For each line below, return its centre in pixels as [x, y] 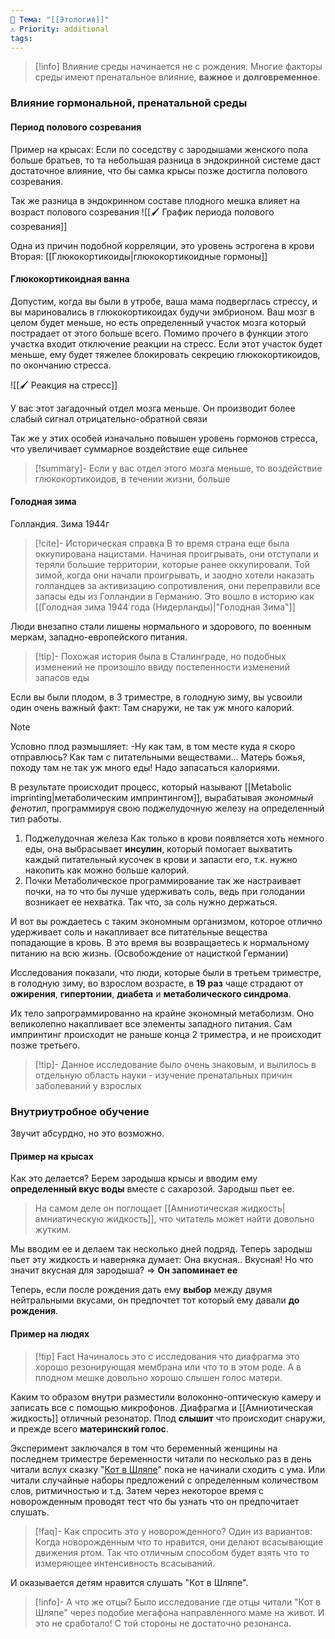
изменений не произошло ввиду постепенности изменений [162, 667]
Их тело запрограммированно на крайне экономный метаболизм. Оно [162, 1013]
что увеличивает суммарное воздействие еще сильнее [129, 448]
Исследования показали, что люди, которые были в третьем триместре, [166, 972]
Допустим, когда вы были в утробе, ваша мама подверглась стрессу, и [164, 301]
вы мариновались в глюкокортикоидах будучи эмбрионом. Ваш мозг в [162, 312]
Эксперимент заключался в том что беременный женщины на [144, 1448]
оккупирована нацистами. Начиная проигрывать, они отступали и [176, 553]
